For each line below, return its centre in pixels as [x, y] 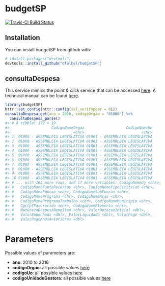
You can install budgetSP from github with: [48, 49]
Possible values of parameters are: [40, 253]
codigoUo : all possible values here [47, 273]
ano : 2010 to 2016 [30, 262]
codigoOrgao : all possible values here [51, 268]
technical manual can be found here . [42, 96]
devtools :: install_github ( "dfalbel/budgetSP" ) [54, 63]
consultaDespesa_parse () [35, 118]
